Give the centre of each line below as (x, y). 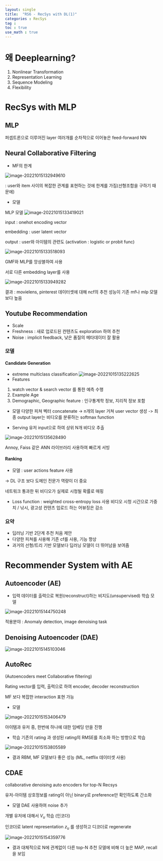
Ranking (14, 459)
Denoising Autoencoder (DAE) (52, 637)
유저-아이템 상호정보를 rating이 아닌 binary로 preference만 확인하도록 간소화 (78, 795)
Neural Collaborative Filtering (51, 153)
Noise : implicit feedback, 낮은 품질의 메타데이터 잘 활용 (66, 337)
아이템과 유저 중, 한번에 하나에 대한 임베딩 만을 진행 (54, 727)
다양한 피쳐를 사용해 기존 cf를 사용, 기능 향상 (54, 539)
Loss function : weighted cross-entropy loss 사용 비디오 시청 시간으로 (80, 501)
